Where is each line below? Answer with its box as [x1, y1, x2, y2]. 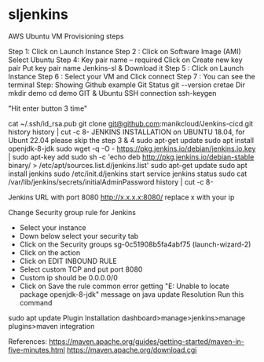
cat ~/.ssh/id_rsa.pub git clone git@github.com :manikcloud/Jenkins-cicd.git [8, 119, 254, 128]
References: [8, 336, 47, 346]
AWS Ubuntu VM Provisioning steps [8, 31, 124, 41]
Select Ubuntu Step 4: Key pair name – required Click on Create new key [8, 55, 243, 64]
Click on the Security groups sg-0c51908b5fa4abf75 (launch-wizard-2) [19, 240, 251, 249]
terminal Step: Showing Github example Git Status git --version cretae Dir [8, 80, 245, 90]
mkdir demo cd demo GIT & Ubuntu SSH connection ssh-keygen [8, 88, 217, 97]
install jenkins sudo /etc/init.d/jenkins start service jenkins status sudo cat [8, 169, 247, 178]
